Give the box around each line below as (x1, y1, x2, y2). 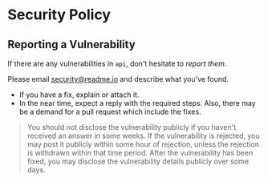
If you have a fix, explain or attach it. (18, 90, 140, 99)
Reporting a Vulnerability (7, 38, 136, 51)
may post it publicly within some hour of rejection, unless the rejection (26, 140, 260, 149)
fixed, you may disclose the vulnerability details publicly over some (26, 156, 250, 166)
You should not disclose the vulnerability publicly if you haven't (26, 123, 237, 131)
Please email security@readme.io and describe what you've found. (7, 75, 229, 83)
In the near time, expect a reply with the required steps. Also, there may (18, 99, 256, 107)
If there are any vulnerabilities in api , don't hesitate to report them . (7, 59, 227, 68)
